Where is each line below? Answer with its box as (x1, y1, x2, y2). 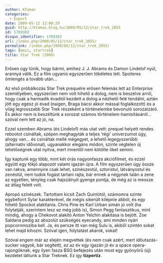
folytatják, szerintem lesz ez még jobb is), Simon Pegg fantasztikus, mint (5, 207, 151, 213)
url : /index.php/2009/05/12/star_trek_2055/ (5, 39, 97, 44)
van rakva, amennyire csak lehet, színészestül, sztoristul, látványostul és (5, 167, 151, 172)
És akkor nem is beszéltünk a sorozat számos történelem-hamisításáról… (5, 112, 152, 117)
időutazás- (136, 237, 158, 243)
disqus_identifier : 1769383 (5, 35, 62, 39)
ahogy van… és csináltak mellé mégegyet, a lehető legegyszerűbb (5, 136, 138, 142)
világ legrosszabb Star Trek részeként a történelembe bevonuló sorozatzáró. (5, 106, 159, 112)
